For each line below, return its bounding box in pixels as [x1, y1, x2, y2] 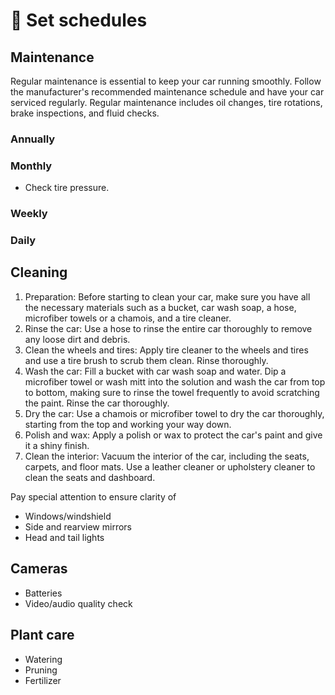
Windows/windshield [24, 510, 112, 522]
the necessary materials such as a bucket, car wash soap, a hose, [24, 301, 297, 313]
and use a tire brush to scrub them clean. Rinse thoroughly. [24, 354, 269, 366]
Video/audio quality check [24, 597, 133, 609]
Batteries [24, 587, 63, 599]
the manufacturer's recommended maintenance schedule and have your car [10, 86, 325, 98]
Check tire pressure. [24, 182, 110, 194]
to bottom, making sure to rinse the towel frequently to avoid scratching [24, 386, 320, 398]
